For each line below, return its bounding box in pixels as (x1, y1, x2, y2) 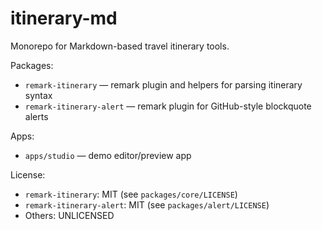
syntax (24, 89, 53, 101)
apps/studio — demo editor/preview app (24, 149, 192, 161)
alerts (24, 110, 49, 122)
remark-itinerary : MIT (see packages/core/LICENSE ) (24, 188, 238, 200)
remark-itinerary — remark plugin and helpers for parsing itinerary (24, 78, 303, 91)
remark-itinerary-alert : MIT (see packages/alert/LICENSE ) (24, 198, 270, 211)
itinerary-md (10, 7, 118, 30)
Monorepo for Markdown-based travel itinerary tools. (10, 40, 230, 52)
